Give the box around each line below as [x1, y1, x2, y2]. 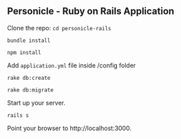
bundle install [7, 37, 51, 44]
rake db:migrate [7, 86, 54, 94]
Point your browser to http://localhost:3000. [7, 124, 132, 132]
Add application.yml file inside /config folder [7, 61, 136, 69]
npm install [7, 49, 41, 56]
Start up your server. [7, 98, 65, 107]
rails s [7, 111, 30, 119]
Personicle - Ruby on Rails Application [7, 6, 175, 17]
